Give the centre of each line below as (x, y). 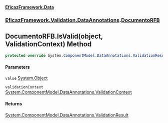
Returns (14, 104)
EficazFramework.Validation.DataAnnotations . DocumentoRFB (82, 20)
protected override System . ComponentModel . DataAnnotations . (69, 56)
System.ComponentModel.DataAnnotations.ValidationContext (68, 92)
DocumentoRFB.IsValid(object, (54, 36)
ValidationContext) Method (48, 44)
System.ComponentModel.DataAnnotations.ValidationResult (67, 115)
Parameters (17, 67)
